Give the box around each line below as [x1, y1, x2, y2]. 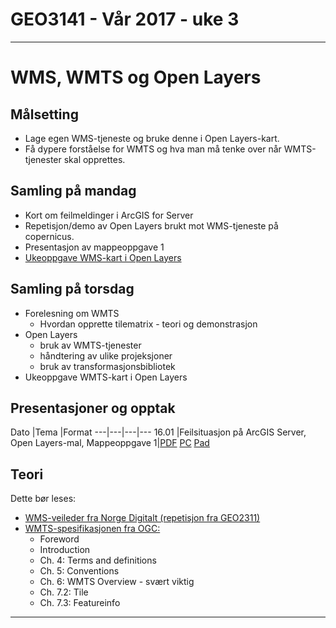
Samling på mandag [10, 183, 137, 200]
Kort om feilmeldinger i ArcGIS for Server [24, 209, 194, 221]
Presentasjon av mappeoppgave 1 [24, 241, 165, 253]
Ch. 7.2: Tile [39, 586, 89, 598]
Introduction [39, 544, 91, 556]
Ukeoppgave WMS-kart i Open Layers [24, 251, 182, 263]
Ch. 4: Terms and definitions [39, 554, 157, 567]
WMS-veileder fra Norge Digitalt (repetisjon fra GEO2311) [24, 512, 261, 524]
